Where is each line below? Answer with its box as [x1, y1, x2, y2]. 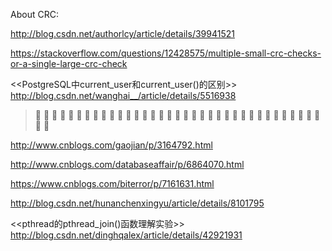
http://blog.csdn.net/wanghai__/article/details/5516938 [10, 90, 237, 101]
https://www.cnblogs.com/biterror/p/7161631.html [10, 178, 215, 189]
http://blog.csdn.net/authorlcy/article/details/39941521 [10, 28, 235, 39]
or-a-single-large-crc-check [10, 58, 128, 69]
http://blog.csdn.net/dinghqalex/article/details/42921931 [10, 229, 243, 241]
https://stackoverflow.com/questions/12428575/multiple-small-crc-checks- [10, 47, 322, 59]
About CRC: [10, 9, 59, 20]
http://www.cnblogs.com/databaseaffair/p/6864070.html [10, 159, 245, 170]
